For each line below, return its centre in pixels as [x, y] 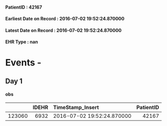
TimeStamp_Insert [76, 108]
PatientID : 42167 [24, 7]
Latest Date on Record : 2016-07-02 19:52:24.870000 [63, 30]
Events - [23, 62]
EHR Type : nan [22, 42]
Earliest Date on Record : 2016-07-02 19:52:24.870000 [65, 19]
